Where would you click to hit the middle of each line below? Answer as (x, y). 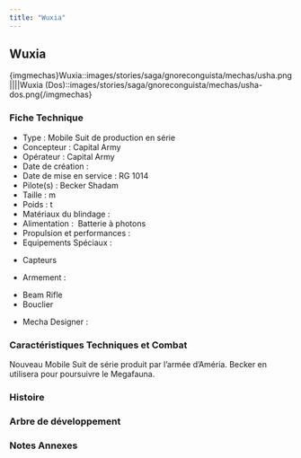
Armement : (44, 277)
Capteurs (40, 260)
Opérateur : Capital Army (68, 156)
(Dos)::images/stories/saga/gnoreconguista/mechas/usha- (154, 85)
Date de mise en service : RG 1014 (85, 175)
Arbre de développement (65, 421)
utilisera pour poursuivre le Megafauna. (82, 374)
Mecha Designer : (55, 321)
